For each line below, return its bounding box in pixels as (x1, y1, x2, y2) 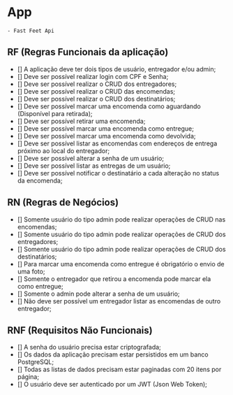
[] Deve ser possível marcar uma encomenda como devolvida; (17, 131, 197, 140)
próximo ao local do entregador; (17, 146, 110, 155)
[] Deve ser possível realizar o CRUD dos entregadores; (17, 80, 177, 88)
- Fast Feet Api (7, 27, 54, 34)
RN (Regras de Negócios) (7, 196, 119, 208)
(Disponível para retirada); (17, 109, 93, 117)
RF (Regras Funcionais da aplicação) (7, 46, 169, 58)
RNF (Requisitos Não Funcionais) (7, 324, 153, 336)
